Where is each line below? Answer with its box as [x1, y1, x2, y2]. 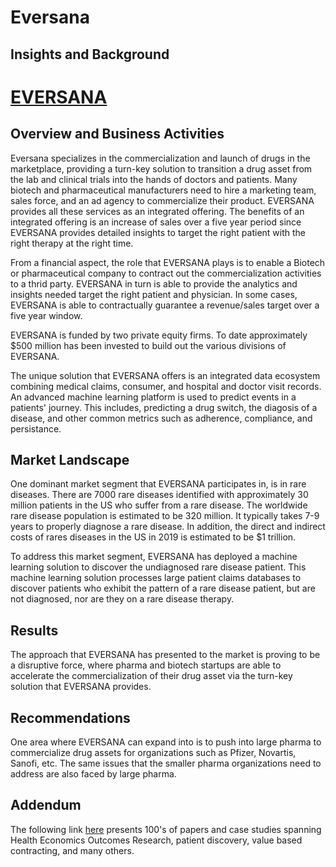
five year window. [10, 309, 83, 321]
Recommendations [10, 709, 131, 726]
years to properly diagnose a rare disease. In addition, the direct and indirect [10, 521, 326, 533]
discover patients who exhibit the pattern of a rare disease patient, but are [10, 582, 316, 595]
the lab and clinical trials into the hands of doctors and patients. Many [10, 173, 298, 185]
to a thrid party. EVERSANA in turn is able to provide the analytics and [10, 277, 298, 290]
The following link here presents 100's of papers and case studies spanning [10, 823, 322, 835]
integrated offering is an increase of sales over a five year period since [10, 216, 302, 228]
